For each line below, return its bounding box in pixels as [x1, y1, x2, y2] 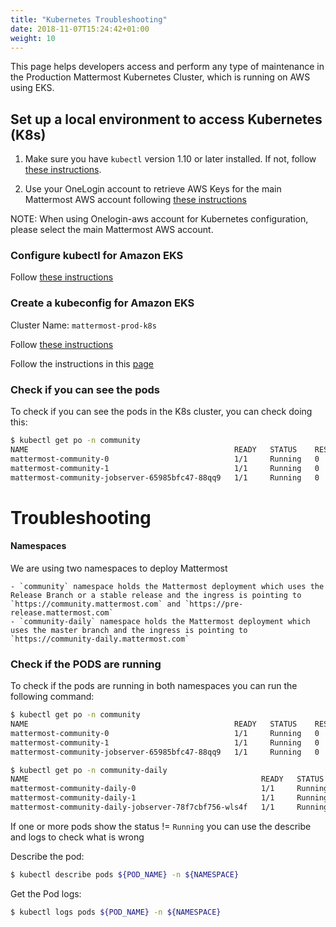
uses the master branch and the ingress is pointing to [10, 625, 248, 635]
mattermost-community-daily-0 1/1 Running [10, 784, 329, 794]
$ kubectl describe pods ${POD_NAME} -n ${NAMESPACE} [10, 869, 240, 880]
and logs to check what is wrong [10, 831, 145, 843]
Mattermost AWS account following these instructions [24, 194, 247, 206]
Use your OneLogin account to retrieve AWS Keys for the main [24, 183, 282, 195]
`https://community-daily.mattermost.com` [10, 634, 190, 644]
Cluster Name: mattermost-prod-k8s [10, 319, 157, 331]
